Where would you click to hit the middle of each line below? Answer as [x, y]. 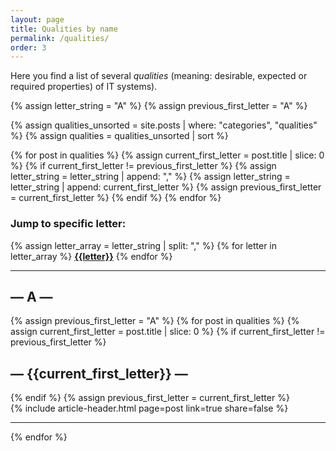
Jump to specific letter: [68, 224]
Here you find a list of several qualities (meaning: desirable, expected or [159, 76]
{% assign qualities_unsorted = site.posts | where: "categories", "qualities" [164, 125]
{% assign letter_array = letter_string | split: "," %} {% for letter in [144, 245]
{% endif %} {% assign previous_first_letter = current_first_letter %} [150, 398]
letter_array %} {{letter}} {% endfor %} [91, 256]
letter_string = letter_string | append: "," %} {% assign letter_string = [150, 177]
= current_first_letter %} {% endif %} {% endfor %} [116, 198]
